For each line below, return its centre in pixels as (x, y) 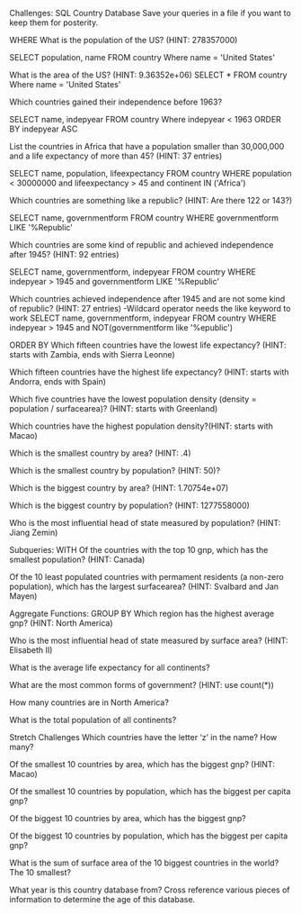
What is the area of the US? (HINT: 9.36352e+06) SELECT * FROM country (148, 75)
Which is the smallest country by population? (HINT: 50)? (115, 471)
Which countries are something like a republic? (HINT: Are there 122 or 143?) (151, 200)
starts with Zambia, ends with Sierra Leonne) (92, 354)
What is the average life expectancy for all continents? (110, 667)
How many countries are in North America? (89, 702)
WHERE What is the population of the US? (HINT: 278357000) (124, 40)
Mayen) (23, 596)
